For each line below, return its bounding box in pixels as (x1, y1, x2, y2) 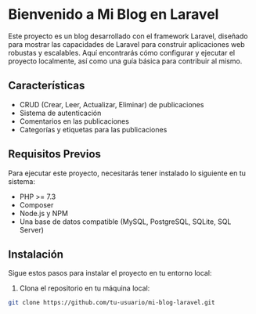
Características (8, 79, 85, 92)
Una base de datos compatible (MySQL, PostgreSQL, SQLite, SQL (19, 217, 232, 226)
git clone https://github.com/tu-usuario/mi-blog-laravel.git (8, 299, 215, 307)
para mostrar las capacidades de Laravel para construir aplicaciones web (8, 39, 245, 49)
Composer (19, 200, 54, 209)
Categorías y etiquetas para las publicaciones (19, 125, 168, 134)
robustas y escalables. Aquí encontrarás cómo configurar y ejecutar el (8, 48, 236, 57)
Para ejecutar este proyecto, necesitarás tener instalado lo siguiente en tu (8, 168, 247, 178)
